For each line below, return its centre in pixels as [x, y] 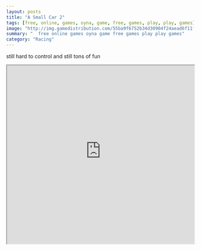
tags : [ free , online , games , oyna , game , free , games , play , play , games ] [101, 23]
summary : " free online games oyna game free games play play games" [95, 34]
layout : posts [24, 12]
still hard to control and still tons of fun [53, 56]
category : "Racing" [30, 39]
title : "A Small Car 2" [36, 17]
